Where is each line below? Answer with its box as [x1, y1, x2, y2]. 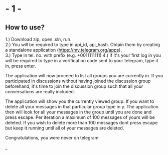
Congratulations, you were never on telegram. [5, 135, 100, 140]
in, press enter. [5, 63, 36, 69]
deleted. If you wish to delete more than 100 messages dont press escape [5, 120, 158, 125]
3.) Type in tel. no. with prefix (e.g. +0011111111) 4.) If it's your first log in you [5, 52, 161, 58]
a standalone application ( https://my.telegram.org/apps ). [5, 47, 122, 53]
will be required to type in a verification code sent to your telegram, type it [5, 58, 158, 63]
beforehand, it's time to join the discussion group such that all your [5, 83, 143, 89]
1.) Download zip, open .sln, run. [5, 36, 72, 42]
